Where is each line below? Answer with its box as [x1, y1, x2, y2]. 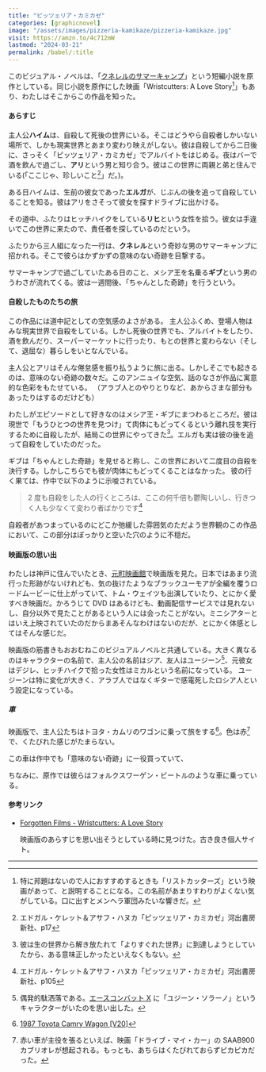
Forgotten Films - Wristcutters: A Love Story [19, 818, 164, 828]
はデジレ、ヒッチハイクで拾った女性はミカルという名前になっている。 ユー [8, 665, 253, 674]
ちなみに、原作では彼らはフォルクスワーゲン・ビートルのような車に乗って [8, 770, 251, 780]
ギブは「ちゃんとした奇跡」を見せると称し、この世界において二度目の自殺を [8, 456, 258, 466]
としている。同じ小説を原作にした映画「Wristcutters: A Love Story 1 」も [14, 80, 249, 91]
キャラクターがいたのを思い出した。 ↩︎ [19, 1003, 146, 1012]
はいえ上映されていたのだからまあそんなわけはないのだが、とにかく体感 [8, 618, 244, 628]
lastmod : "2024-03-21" [8, 41, 83, 49]
